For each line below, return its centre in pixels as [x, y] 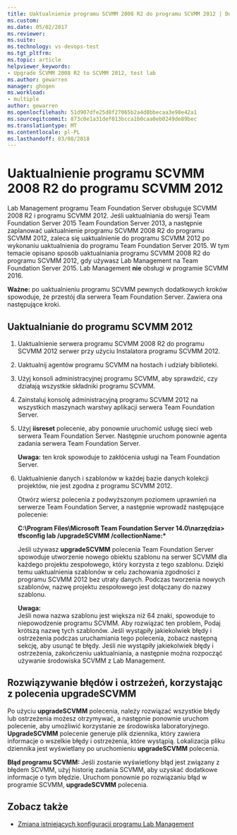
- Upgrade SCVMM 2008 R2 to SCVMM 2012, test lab [82, 73]
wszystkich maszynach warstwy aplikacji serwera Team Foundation [116, 407]
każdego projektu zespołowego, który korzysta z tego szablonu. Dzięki [121, 564]
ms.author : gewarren [38, 79]
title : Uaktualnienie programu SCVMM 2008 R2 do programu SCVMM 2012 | [115, 14]
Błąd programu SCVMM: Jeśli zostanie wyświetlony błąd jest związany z [114, 762]
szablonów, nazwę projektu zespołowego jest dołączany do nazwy [114, 587]
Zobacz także [38, 807]
